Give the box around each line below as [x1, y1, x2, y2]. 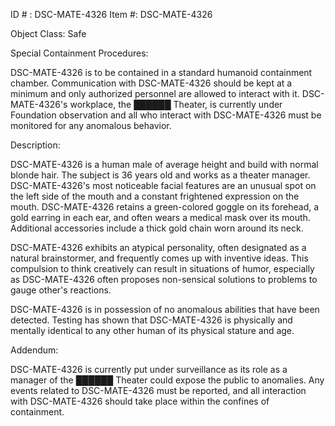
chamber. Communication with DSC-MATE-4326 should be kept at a [10, 77, 293, 89]
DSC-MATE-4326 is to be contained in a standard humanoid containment [10, 67, 313, 78]
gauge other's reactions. [10, 284, 112, 296]
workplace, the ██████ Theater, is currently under [69, 99, 283, 110]
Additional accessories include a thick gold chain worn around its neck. [10, 222, 304, 234]
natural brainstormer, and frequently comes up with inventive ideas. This [10, 252, 309, 264]
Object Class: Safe [10, 28, 87, 39]
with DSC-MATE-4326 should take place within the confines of [10, 395, 270, 407]
